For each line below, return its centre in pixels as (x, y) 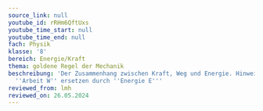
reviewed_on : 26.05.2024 (49, 95)
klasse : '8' (27, 52)
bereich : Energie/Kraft (47, 59)
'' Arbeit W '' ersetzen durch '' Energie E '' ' (89, 81)
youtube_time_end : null (47, 37)
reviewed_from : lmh (40, 88)
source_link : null (38, 15)
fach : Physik (29, 45)
